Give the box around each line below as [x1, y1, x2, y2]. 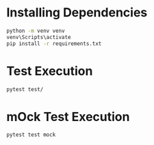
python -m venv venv [6, 27, 66, 34]
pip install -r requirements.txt [6, 40, 102, 47]
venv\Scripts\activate [6, 34, 71, 40]
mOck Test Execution [6, 109, 130, 124]
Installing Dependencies [6, 5, 148, 21]
